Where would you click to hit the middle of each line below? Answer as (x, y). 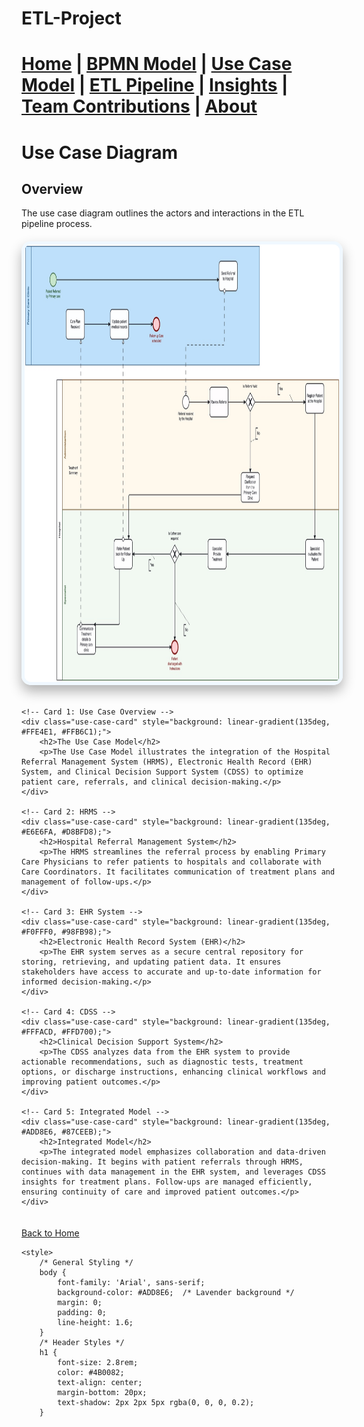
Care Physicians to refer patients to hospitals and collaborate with (171, 862)
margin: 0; (80, 1303)
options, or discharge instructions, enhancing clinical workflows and (173, 1072)
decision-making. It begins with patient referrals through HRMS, (162, 1162)
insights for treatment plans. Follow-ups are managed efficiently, (167, 1182)
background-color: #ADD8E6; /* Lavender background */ (176, 1293)
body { (53, 1273)
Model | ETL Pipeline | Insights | (155, 85)
